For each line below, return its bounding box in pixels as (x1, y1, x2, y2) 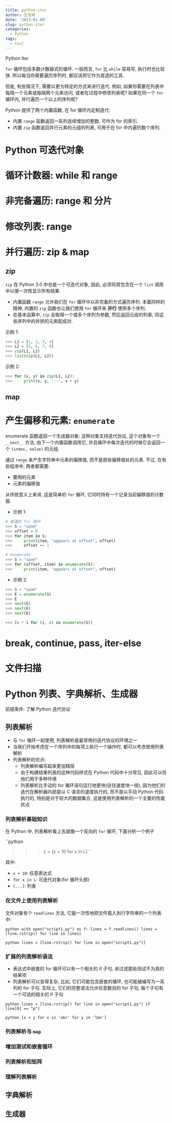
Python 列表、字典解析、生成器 (5, 688, 138, 700)
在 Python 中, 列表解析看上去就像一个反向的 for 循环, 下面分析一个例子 (5, 828, 155, 834)
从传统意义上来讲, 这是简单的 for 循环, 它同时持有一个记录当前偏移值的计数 (5, 492, 164, 498)
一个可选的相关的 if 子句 (12, 991, 64, 997)
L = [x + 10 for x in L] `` (43, 849, 92, 855)
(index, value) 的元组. (11, 446, 60, 452)
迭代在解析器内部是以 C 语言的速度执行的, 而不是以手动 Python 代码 (20, 788, 164, 795)
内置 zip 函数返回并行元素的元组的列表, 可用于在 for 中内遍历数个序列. (12, 124, 161, 130)
